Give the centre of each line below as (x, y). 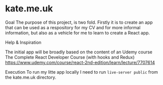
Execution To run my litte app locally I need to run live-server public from (81, 72)
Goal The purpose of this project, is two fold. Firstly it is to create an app (79, 22)
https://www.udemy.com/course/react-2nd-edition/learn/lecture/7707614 (80, 62)
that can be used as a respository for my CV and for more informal (73, 27)
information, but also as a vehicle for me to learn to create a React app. (78, 33)
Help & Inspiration (23, 42)
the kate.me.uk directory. (31, 77)
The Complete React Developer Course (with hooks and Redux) (70, 57)
